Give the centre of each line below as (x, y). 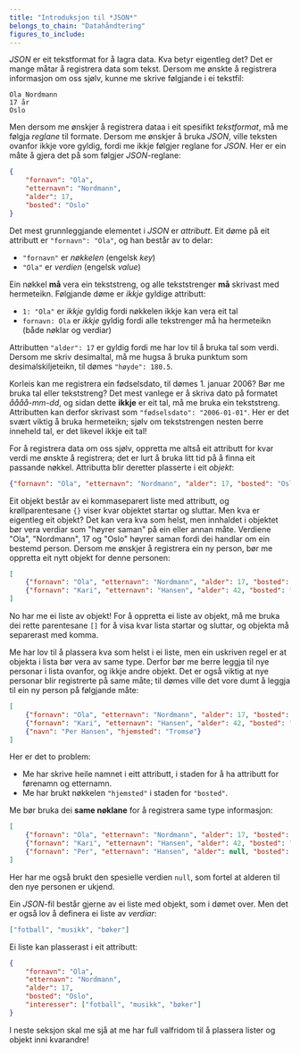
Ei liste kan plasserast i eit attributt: (74, 947)
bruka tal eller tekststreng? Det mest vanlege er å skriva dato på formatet (144, 393)
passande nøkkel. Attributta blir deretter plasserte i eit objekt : (122, 467)
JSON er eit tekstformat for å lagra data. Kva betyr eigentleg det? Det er (141, 60)
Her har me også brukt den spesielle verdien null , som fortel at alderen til (145, 877)
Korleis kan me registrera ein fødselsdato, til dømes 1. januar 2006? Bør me (147, 383)
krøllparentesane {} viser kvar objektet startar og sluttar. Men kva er (135, 510)
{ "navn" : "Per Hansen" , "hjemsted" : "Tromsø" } (113, 732)
